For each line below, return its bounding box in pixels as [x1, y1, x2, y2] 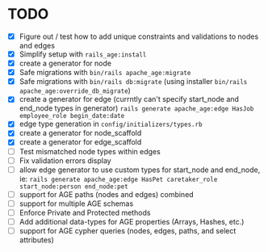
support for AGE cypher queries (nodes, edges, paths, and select [19, 225, 237, 235]
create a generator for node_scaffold [19, 128, 142, 138]
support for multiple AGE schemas [19, 199, 134, 208]
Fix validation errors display [19, 155, 111, 166]
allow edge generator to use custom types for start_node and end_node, [19, 165, 261, 174]
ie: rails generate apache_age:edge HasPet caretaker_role [19, 174, 218, 183]
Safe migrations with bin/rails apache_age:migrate [19, 68, 191, 78]
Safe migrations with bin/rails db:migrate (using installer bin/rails [19, 77, 248, 86]
